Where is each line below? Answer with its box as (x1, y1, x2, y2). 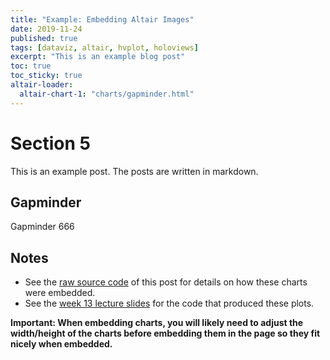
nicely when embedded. (10, 338, 113, 350)
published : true (10, 33, 78, 43)
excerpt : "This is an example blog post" (10, 52, 186, 62)
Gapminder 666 (10, 221, 75, 233)
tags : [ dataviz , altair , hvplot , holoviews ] (10, 42, 199, 53)
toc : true (10, 61, 52, 71)
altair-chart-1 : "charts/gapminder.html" (19, 89, 195, 99)
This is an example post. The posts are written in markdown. (10, 165, 259, 177)
